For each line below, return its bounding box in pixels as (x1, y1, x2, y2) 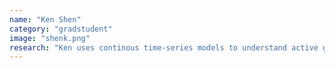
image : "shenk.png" (9, 33, 91, 43)
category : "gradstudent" (9, 24, 113, 34)
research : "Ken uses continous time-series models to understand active (9, 42, 319, 53)
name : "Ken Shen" (9, 14, 82, 25)
